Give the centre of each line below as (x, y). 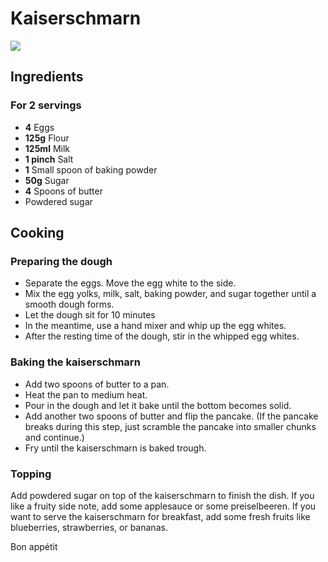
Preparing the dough (61, 261)
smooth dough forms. (69, 304)
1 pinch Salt (49, 159)
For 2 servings (46, 105)
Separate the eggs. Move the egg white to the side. (130, 283)
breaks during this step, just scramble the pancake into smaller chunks (170, 426)
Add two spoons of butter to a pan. (97, 384)
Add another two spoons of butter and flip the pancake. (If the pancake (171, 416)
